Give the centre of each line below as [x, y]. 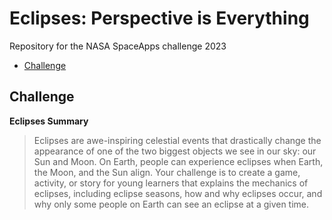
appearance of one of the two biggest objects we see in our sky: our [175, 151]
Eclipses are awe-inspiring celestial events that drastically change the [177, 140]
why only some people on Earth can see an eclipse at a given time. [171, 204]
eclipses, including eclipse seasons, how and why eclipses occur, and [178, 193]
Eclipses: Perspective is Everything [159, 18]
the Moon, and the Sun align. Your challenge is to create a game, [167, 172]
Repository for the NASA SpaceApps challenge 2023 [118, 46]
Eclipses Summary [49, 121]
